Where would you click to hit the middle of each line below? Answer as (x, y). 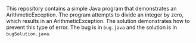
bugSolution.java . (28, 34)
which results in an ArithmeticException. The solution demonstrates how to (98, 21)
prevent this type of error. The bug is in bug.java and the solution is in (92, 27)
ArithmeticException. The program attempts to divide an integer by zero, (95, 15)
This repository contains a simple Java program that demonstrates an (91, 9)
